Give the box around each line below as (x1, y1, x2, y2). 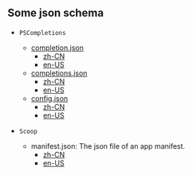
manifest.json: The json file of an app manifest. (30, 141, 185, 150)
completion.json (30, 43, 85, 52)
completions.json (30, 68, 88, 78)
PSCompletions (18, 29, 66, 37)
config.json (30, 93, 69, 103)
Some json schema (7, 6, 104, 20)
